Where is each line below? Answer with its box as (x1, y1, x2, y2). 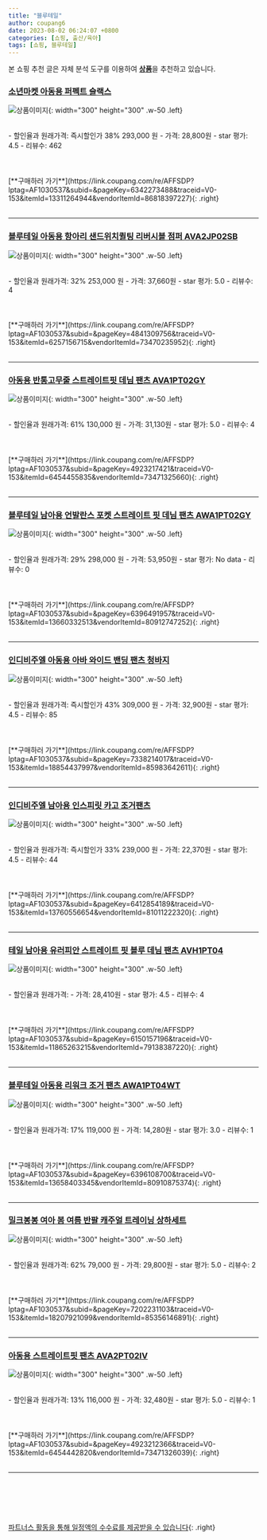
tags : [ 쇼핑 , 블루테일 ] (8, 41, 77, 49)
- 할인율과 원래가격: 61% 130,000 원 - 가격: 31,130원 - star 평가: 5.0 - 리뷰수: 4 (8, 420, 256, 429)
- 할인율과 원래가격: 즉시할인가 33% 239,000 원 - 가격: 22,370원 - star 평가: (8, 844, 248, 854)
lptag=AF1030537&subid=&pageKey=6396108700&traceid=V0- (8, 1169, 216, 1179)
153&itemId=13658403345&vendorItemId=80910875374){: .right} (8, 1178, 222, 1187)
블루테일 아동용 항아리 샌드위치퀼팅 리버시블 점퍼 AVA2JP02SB (8, 231, 238, 242)
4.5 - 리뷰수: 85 (8, 710, 58, 719)
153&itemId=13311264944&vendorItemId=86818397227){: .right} (8, 194, 220, 203)
